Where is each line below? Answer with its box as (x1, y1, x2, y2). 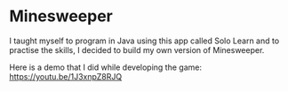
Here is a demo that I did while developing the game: (9, 62, 203, 72)
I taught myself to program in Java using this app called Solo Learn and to (9, 35, 280, 46)
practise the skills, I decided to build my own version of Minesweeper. (9, 44, 265, 55)
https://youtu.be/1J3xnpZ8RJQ (9, 71, 123, 81)
